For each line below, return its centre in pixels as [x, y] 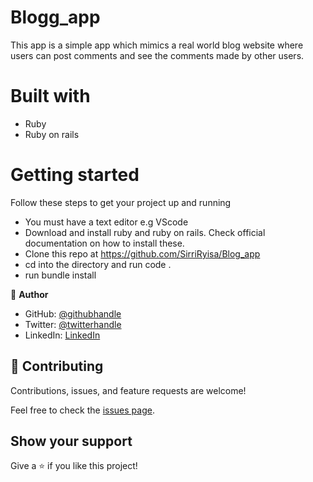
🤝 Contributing [57, 366]
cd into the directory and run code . [98, 264]
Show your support [71, 441]
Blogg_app [55, 17]
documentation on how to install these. [104, 243]
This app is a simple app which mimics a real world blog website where [157, 45]
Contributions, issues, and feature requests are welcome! [128, 390]
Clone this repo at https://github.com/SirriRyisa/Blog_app [142, 253]
